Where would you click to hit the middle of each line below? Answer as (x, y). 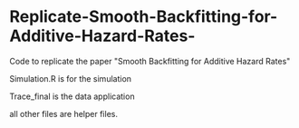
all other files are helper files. (63, 113)
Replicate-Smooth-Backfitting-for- (144, 17)
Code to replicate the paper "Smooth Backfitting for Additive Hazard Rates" (150, 61)
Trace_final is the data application (72, 96)
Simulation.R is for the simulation (71, 78)
